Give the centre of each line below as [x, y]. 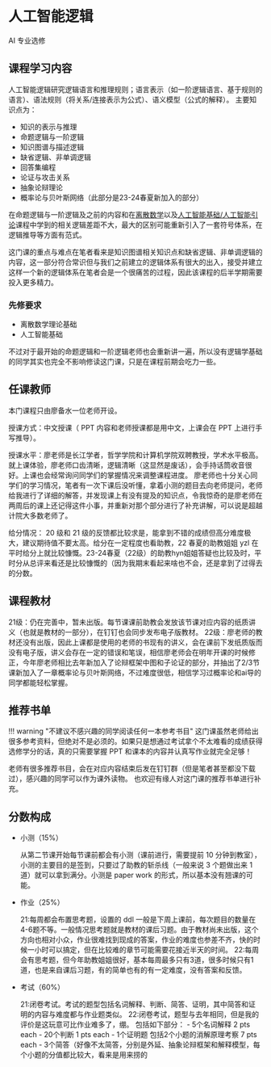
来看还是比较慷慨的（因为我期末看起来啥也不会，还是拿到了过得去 [153, 563]
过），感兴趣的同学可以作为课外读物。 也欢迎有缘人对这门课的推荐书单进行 [131, 779]
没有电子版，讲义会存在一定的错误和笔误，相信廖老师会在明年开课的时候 [128, 652]
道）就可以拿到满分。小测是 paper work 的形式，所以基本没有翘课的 [133, 875]
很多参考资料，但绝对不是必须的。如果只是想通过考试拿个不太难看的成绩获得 [135, 741]
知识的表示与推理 [48, 127]
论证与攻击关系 [45, 177]
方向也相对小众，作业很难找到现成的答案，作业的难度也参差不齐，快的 [137, 940]
